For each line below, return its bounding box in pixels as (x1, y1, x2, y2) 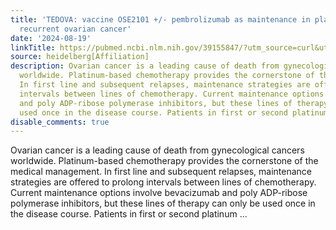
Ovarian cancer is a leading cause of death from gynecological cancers (10, 144, 305, 156)
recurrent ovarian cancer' (19, 24, 132, 34)
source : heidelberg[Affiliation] (10, 52, 150, 62)
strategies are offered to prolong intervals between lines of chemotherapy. (10, 176, 317, 188)
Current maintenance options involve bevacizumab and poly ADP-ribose (10, 187, 308, 199)
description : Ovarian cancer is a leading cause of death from (10, 61, 280, 71)
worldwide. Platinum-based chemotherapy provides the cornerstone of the (10, 155, 319, 167)
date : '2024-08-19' (10, 33, 92, 43)
